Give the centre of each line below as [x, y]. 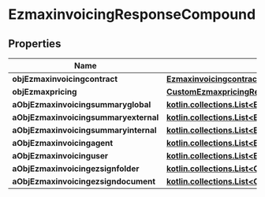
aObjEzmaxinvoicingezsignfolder [76, 169]
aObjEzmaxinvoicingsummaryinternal [84, 130]
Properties [35, 44]
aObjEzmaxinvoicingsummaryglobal [82, 104]
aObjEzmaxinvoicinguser [60, 156]
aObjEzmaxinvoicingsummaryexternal [86, 117]
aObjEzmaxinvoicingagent [63, 143]
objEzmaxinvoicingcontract [65, 79]
